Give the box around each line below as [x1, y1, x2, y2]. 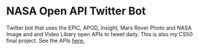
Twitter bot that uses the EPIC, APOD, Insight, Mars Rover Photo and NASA [6, 24, 192, 31]
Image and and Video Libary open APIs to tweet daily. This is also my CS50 [6, 30, 193, 37]
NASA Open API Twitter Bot [6, 4, 146, 18]
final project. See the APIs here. [6, 37, 85, 44]
